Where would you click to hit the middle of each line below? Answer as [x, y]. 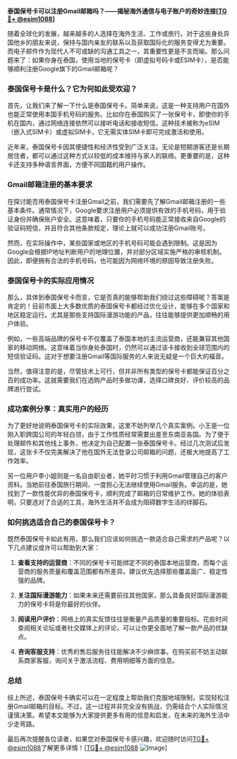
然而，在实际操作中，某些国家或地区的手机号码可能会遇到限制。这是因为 [112, 243]
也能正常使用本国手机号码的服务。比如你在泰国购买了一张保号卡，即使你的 [115, 114]
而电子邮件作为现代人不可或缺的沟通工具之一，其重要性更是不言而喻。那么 [115, 51]
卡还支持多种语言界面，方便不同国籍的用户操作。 [78, 164]
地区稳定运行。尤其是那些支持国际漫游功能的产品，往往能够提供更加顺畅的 [115, 315]
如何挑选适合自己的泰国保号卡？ [62, 523]
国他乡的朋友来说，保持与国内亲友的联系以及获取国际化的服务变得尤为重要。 [119, 42]
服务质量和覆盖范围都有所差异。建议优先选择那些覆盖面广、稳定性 [132, 571]
